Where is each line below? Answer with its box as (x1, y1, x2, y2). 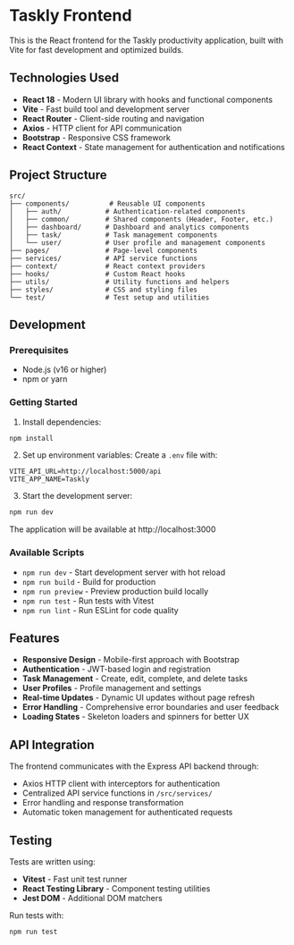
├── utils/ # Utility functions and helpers (9, 277, 230, 286)
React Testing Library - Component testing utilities (21, 883, 211, 894)
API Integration (9, 737, 96, 752)
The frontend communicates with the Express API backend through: (9, 761, 259, 772)
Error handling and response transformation (21, 797, 184, 808)
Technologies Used (9, 71, 119, 86)
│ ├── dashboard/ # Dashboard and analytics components (9, 223, 250, 232)
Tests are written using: (9, 856, 96, 867)
